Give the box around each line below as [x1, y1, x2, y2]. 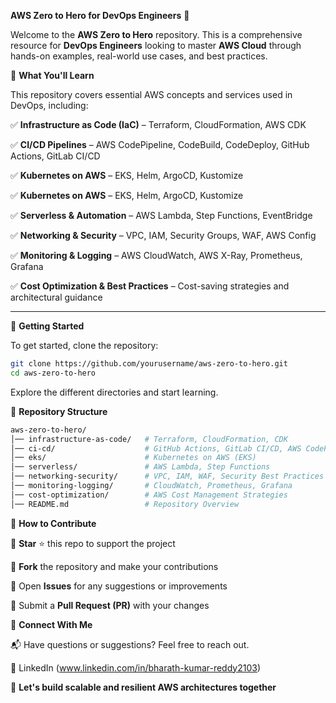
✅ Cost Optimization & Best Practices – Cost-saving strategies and [10, 280, 290, 292]
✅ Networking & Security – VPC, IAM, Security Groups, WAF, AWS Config [10, 230, 317, 241]
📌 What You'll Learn [10, 70, 95, 81]
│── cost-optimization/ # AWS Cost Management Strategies [10, 490, 288, 500]
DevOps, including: [10, 100, 89, 111]
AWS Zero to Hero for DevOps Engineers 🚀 [10, 10, 190, 21]
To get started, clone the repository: [10, 340, 159, 351]
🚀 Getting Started [10, 320, 85, 332]
